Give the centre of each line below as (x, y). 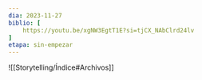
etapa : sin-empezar (41, 45)
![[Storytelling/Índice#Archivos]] (61, 67)
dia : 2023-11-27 (35, 15)
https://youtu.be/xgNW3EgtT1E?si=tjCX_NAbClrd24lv (109, 30)
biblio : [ (25, 23)
